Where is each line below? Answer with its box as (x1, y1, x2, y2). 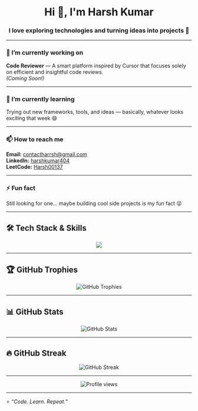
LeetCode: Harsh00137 (6, 164, 63, 171)
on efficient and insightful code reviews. (6, 68, 104, 76)
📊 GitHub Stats (6, 306, 64, 317)
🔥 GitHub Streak (6, 348, 67, 358)
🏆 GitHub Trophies (6, 265, 78, 275)
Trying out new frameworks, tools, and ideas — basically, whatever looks (6, 109, 184, 116)
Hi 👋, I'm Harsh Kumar (44, 5, 154, 19)
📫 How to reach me (6, 135, 64, 143)
